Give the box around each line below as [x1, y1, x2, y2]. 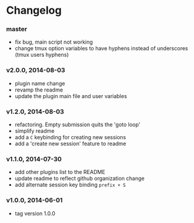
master [6, 25, 27, 33]
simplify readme [14, 127, 55, 135]
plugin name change [14, 80, 65, 87]
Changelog [6, 4, 62, 17]
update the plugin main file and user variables [14, 92, 127, 99]
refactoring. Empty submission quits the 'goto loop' [14, 121, 141, 129]
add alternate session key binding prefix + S [14, 181, 126, 188]
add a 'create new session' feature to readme [14, 140, 127, 147]
